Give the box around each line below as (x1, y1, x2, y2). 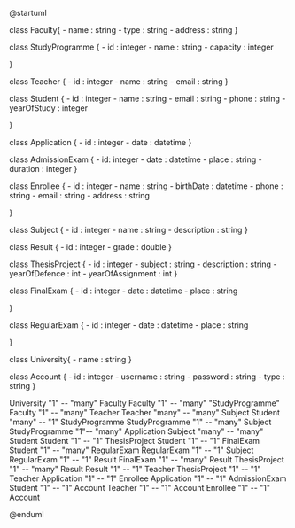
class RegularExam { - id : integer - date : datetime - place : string (9, 320, 249, 330)
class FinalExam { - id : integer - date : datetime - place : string (9, 285, 238, 296)
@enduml (9, 509, 44, 519)
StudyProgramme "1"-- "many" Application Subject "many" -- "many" (9, 426, 264, 437)
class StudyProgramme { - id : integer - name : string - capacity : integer (9, 42, 275, 52)
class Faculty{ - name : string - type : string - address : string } (9, 25, 238, 35)
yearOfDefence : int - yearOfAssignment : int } (9, 268, 178, 278)
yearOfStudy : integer (9, 103, 89, 113)
